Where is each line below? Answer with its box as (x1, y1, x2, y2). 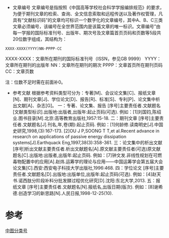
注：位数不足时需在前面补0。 (5, 79, 66, 85)
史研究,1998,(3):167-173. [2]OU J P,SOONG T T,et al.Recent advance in (12, 128, 160, 134)
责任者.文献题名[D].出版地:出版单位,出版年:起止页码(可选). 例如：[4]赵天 (12, 171, 161, 177)
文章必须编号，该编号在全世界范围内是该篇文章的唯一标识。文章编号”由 (12, 23, 160, 29)
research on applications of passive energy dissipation (12, 134, 127, 139)
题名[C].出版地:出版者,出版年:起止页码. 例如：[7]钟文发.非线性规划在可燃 (12, 152, 162, 158)
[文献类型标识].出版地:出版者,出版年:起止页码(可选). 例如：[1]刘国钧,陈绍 (12, 109, 161, 115)
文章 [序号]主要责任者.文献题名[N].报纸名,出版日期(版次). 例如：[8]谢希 (17, 184, 163, 190)
